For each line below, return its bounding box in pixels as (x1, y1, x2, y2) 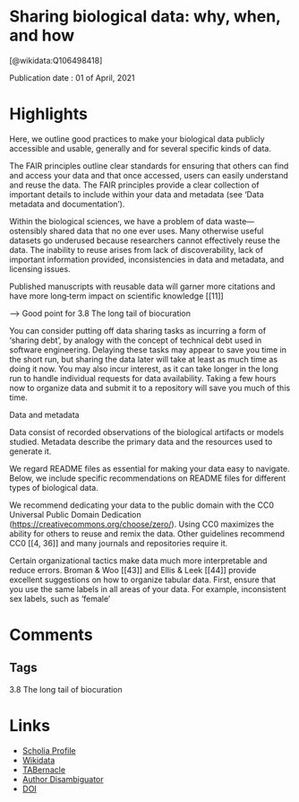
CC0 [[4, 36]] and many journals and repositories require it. (9, 537, 228, 548)
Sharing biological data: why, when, (9, 6, 281, 27)
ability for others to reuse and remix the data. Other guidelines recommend (9, 527, 285, 539)
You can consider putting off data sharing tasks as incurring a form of (9, 325, 267, 336)
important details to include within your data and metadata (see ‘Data (9, 188, 264, 199)
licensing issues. (9, 263, 71, 275)
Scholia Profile (21, 745, 76, 755)
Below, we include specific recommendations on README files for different (9, 473, 286, 484)
